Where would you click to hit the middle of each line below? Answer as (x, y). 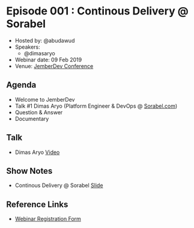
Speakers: (27, 47)
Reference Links (37, 204)
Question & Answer (39, 112)
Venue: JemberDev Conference (54, 66)
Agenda (21, 85)
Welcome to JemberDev (45, 99)
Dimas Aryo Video (37, 152)
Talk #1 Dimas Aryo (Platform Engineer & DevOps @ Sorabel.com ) (96, 106)
